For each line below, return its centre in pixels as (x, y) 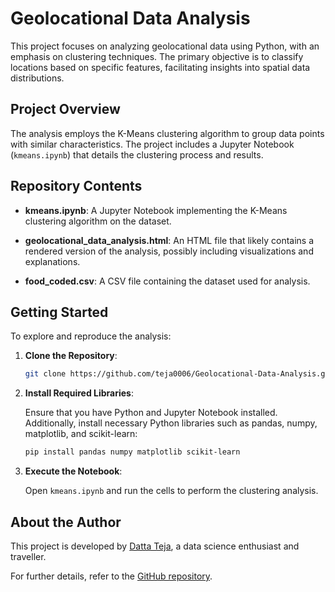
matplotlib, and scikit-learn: (81, 434)
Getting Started (59, 312)
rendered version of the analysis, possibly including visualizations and (169, 251)
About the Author (66, 522)
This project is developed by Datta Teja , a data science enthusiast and (155, 546)
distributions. (37, 78)
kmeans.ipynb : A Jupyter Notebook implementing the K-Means (156, 210)
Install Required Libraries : (79, 393)
